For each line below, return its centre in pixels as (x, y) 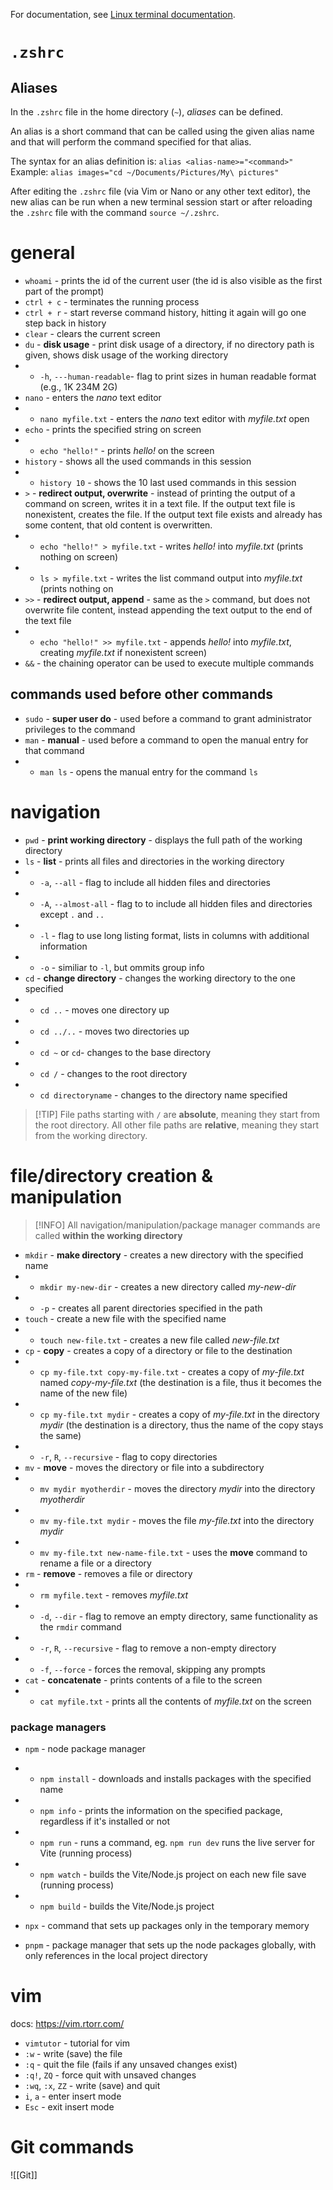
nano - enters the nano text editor (93, 397)
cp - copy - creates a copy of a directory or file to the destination (158, 1350)
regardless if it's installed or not (104, 1821)
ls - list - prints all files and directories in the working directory (154, 861)
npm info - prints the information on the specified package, (161, 1810)
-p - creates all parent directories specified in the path (151, 1308)
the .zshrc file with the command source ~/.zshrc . (115, 212)
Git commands (72, 2147)
